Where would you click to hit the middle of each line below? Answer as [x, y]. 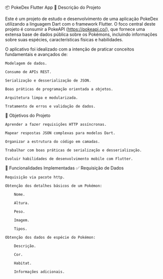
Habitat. [23, 263]
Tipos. [21, 229]
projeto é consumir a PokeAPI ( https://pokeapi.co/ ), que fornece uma [75, 29]
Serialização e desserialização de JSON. [48, 81]
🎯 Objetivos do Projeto [28, 115]
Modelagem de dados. [26, 63]
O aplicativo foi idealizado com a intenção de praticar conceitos [70, 49]
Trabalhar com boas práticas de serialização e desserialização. [73, 150]
